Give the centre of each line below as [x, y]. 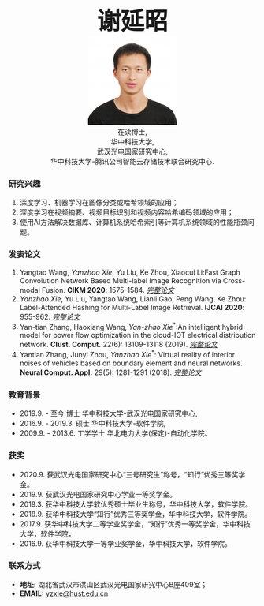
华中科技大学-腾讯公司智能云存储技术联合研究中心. [132, 161]
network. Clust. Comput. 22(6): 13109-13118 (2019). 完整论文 [119, 345]
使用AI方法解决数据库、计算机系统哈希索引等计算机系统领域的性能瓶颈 [134, 223]
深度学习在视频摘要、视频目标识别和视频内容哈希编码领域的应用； [126, 212]
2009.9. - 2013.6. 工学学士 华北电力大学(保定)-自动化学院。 [115, 433]
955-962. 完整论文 [50, 316]
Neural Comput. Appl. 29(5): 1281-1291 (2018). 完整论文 [110, 372]
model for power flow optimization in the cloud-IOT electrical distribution [138, 335]
